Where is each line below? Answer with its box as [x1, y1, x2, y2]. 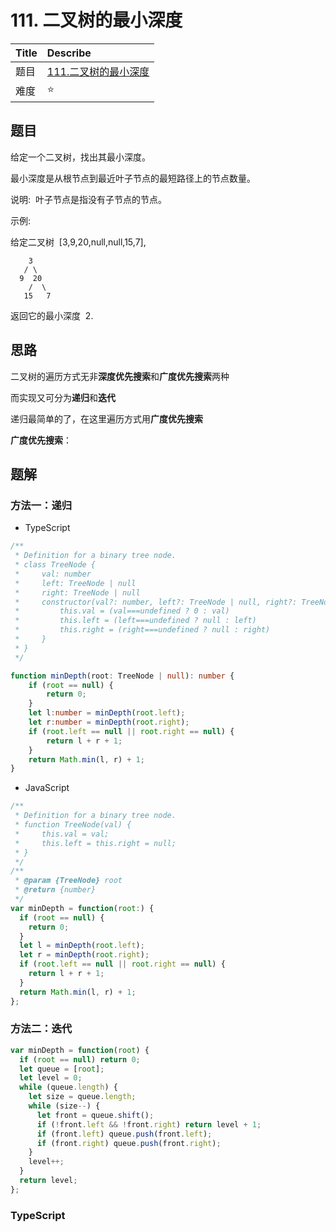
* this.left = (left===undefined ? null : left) [14, 616, 257, 626]
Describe [46, 46, 92, 60]
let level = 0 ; [19, 1073, 83, 1083]
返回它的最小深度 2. [10, 309, 94, 321]
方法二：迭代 [10, 1022, 73, 1036]
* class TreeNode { [14, 560, 97, 570]
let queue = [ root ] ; [19, 1064, 105, 1074]
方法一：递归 [10, 498, 73, 512]
